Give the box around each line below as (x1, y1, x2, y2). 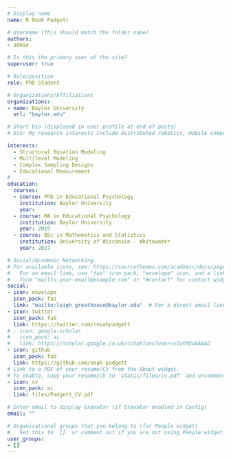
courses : (13, 187, 38, 194)
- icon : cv (7, 378, 38, 385)
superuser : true (7, 61, 54, 67)
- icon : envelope (7, 289, 57, 296)
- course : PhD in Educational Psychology (13, 193, 134, 200)
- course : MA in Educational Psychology (13, 213, 131, 220)
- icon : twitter (7, 308, 54, 315)
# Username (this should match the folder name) (7, 29, 149, 36)
